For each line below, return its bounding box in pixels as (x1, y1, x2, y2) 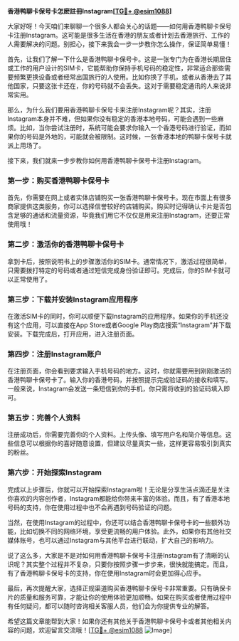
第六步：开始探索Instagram (7, 467, 102, 477)
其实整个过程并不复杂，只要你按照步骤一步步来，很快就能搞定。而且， (26, 560, 232, 568)
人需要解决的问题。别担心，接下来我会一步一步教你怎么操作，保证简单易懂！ (7, 40, 232, 48)
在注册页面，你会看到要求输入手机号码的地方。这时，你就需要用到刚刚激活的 (7, 366, 232, 376)
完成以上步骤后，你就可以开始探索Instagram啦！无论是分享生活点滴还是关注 (7, 485, 230, 494)
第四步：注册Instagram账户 (7, 349, 102, 359)
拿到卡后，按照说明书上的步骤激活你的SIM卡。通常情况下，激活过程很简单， (7, 257, 231, 265)
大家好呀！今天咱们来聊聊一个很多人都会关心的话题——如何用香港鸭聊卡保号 (7, 22, 232, 31)
